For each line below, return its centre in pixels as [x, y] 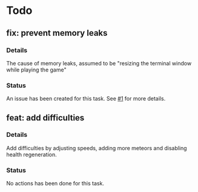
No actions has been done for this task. [55, 184]
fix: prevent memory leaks [57, 33]
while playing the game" [36, 70]
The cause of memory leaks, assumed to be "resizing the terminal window [99, 63]
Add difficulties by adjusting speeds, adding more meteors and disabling [97, 148]
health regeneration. [32, 154]
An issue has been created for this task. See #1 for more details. [86, 99]
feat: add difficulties [45, 118]
